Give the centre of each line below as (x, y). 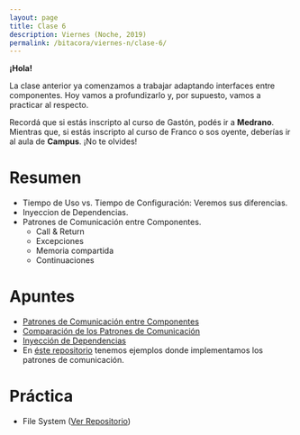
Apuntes (42, 297)
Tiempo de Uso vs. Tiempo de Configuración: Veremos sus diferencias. (155, 203)
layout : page (34, 18)
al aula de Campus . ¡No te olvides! (73, 141)
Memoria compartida (75, 251)
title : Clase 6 (38, 26)
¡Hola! (21, 68)
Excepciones (59, 241)
